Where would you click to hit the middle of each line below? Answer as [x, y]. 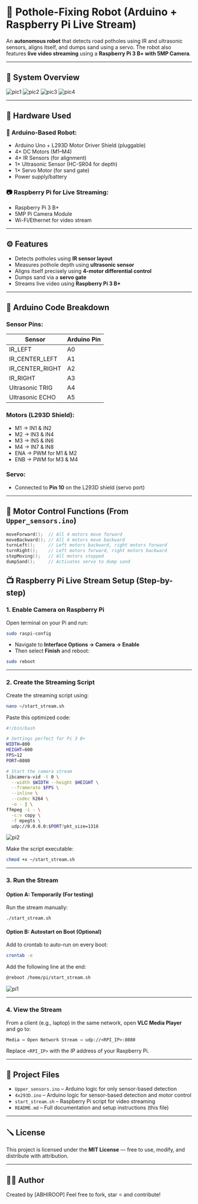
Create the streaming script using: [47, 695]
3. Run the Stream [32, 880]
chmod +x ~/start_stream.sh [41, 860]
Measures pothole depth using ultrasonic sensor [74, 264]
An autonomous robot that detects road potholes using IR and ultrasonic [94, 41]
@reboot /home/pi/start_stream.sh [49, 978]
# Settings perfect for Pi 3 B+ [46, 739]
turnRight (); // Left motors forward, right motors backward [87, 551]
